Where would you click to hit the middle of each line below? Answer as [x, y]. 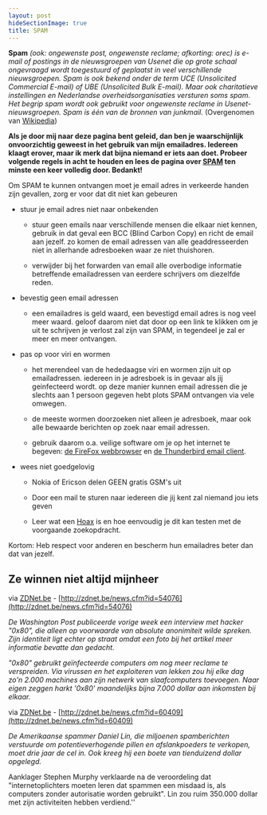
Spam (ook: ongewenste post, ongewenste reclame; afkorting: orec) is [124, 53]
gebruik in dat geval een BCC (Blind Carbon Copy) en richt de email [142, 233]
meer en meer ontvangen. [75, 339]
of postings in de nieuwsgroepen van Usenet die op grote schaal [130, 61]
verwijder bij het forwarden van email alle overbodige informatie [137, 266]
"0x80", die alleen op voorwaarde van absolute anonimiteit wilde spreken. [130, 631]
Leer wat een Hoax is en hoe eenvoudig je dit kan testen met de [136, 522]
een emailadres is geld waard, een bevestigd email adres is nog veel [144, 313]
